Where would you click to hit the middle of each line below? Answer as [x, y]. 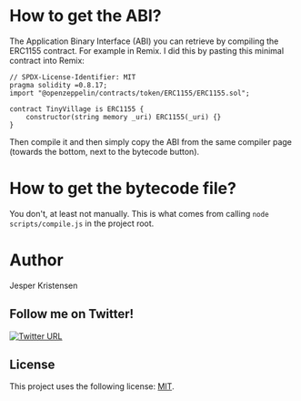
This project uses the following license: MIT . [92, 386]
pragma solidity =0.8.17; [58, 85]
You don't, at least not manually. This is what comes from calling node [140, 213]
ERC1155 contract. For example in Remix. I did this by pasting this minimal [147, 50]
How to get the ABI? [85, 16]
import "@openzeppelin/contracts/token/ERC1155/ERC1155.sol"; [130, 93]
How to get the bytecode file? [123, 189]
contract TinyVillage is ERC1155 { [77, 109]
